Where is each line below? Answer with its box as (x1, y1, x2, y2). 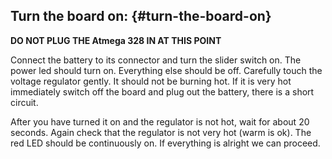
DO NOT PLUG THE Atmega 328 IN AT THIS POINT (10, 34, 222, 46)
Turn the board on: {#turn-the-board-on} (10, 8, 272, 25)
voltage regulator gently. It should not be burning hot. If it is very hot (10, 75, 292, 87)
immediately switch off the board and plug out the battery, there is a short (10, 85, 315, 98)
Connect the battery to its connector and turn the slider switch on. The (10, 54, 302, 66)
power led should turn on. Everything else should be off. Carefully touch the (10, 64, 323, 76)
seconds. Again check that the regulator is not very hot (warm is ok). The (10, 126, 312, 138)
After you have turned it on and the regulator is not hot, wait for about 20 (10, 115, 310, 128)
